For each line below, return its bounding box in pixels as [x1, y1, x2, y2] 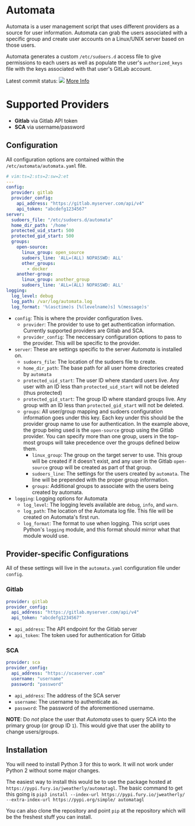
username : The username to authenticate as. [14, 698, 119, 705]
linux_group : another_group [21, 277, 90, 283]
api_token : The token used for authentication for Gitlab [14, 632, 146, 639]
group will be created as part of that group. [49, 463, 153, 471]
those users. [6, 42, 36, 49]
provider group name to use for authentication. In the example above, [23, 420, 190, 427]
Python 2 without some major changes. [6, 767, 100, 774]
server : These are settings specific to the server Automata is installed [14, 346, 182, 353]
